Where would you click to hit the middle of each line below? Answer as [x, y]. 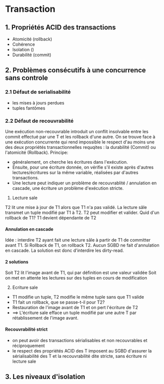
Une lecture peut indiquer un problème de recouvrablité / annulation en [84, 183]
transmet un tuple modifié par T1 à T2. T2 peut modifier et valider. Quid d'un [82, 212]
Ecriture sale [25, 287]
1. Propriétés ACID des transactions [61, 27]
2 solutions [17, 262]
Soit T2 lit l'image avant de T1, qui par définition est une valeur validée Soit [81, 273]
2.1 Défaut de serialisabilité [38, 92]
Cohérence [24, 44]
